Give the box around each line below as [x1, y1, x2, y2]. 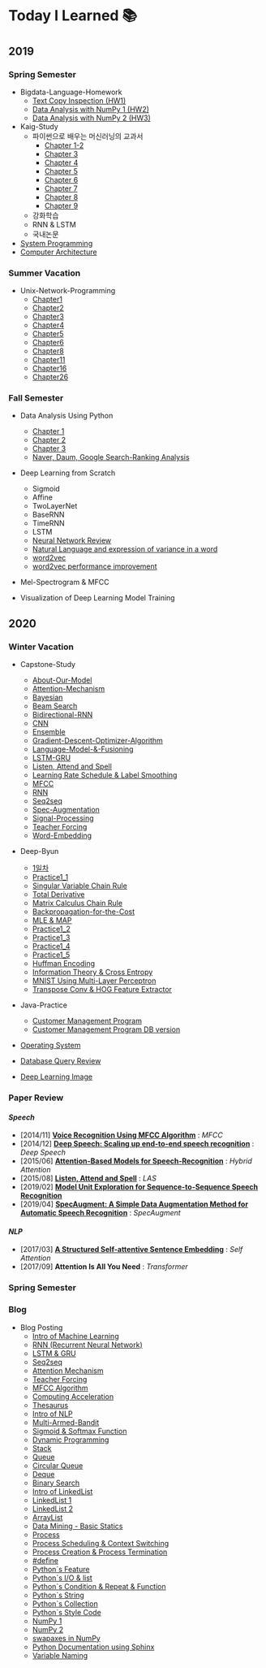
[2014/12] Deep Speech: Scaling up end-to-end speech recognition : [19, 1139, 255, 1149]
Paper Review [8, 1092, 64, 1103]
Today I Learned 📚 [8, 6, 138, 25]
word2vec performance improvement [32, 561, 157, 571]
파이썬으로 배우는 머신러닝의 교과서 [32, 131, 144, 141]
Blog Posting [19, 1322, 63, 1332]
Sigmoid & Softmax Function [32, 1426, 127, 1436]
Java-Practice [19, 1000, 67, 1010]
